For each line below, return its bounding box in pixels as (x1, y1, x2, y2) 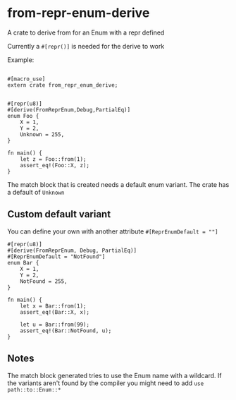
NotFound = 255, (20, 277, 68, 285)
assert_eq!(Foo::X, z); (20, 162, 90, 169)
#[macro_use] (7, 75, 46, 83)
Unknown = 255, (20, 131, 65, 138)
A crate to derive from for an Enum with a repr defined (7, 28, 165, 37)
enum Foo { (7, 112, 39, 119)
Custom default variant (7, 208, 111, 220)
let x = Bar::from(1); (20, 302, 87, 310)
